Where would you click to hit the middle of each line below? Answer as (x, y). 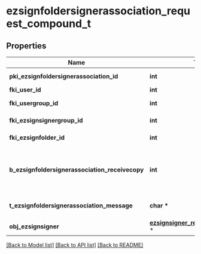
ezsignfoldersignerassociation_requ (98, 11)
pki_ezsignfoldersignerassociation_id (64, 76)
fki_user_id (25, 90)
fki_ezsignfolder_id (37, 137)
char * (159, 206)
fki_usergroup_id (34, 103)
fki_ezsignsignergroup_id (46, 120)
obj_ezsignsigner (34, 227)
